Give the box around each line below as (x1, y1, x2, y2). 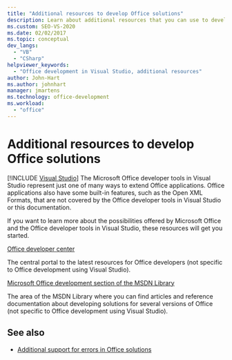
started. (7, 231, 30, 239)
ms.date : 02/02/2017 (7, 29, 67, 37)
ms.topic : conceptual (7, 36, 70, 43)
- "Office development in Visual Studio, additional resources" (13, 68, 202, 75)
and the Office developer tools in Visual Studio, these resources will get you (7, 224, 223, 232)
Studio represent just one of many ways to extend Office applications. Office (7, 181, 225, 189)
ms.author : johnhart (7, 81, 67, 88)
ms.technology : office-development (7, 94, 110, 101)
